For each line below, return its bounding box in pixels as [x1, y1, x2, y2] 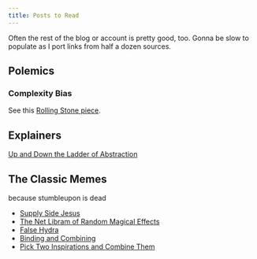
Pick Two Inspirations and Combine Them [19, 242, 155, 251]
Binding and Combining [19, 233, 96, 242]
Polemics [8, 65, 55, 78]
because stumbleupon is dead [8, 193, 106, 202]
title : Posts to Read [8, 11, 80, 20]
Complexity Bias [8, 87, 73, 98]
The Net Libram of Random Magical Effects [19, 216, 160, 226]
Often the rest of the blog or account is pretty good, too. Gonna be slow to [8, 33, 250, 43]
